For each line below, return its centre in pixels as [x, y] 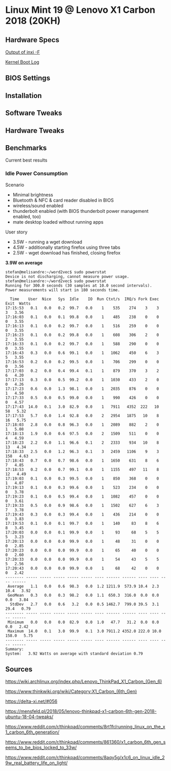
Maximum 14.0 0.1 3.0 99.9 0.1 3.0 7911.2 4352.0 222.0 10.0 [84, 631]
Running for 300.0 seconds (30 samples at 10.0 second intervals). [79, 285]
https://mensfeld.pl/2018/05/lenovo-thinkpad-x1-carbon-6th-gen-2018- [81, 711]
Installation [24, 96]
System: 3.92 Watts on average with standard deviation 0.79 [74, 654]
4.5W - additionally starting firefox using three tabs [67, 247]
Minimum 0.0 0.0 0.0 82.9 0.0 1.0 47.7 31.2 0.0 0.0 [83, 622]
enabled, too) [27, 216]
